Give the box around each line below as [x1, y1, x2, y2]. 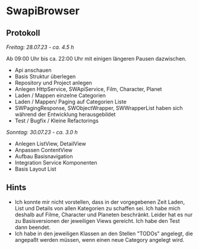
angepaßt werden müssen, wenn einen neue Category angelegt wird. [14, 236, 185, 243]
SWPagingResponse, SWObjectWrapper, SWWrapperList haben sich [14, 105, 183, 111]
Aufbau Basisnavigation [14, 153, 73, 160]
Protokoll [6, 28, 40, 38]
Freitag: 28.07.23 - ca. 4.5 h [6, 43, 74, 51]
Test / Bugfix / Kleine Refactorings [14, 117, 99, 124]
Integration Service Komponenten [14, 159, 97, 166]
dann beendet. [14, 223, 51, 231]
